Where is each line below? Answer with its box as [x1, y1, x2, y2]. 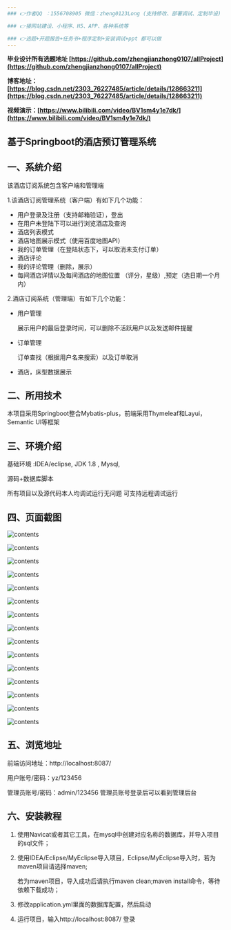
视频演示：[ [7, 106, 40, 115]
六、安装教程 [7, 810, 62, 822]
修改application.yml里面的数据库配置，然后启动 [17, 900, 152, 909]
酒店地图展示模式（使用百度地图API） [17, 236, 124, 245]
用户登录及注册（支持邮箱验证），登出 [17, 210, 123, 218]
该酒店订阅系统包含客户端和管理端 [7, 181, 104, 189]
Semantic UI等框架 [7, 418, 60, 426]
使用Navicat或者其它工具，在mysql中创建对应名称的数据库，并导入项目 [17, 830, 219, 838]
